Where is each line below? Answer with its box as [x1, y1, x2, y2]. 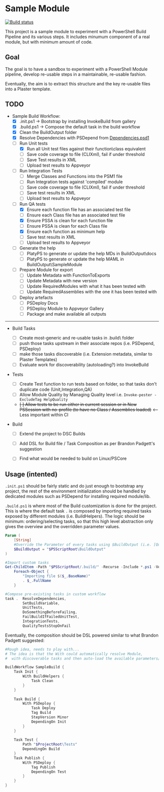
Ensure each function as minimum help [26, 228, 105, 235]
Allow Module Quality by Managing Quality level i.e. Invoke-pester [19, 392, 153, 398]
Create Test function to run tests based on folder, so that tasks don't [19, 381, 157, 386]
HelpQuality [43, 397, 68, 402]
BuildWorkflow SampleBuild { [5, 665, 64, 670]
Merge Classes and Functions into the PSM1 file [26, 173, 123, 179]
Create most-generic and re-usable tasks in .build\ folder [19, 335, 134, 341]
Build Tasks [12, 325, 36, 331]
